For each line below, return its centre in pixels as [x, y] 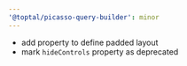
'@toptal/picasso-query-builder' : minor [84, 17]
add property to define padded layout [90, 42]
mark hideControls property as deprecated [100, 51]
